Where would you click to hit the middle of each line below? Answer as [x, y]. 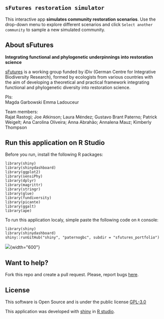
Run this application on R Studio [55, 143]
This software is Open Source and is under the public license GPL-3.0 [76, 302]
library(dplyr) [21, 181]
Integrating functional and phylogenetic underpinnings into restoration [79, 57]
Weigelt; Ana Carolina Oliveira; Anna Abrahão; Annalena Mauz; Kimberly [78, 122]
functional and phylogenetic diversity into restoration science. [68, 87]
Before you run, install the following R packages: [54, 154]
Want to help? [27, 263]
